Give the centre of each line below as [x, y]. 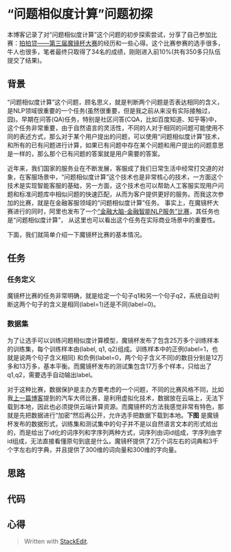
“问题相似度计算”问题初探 [80, 14]
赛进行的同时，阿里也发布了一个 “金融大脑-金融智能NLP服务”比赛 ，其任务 [111, 211]
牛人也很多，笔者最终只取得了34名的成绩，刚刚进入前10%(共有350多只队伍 [114, 52]
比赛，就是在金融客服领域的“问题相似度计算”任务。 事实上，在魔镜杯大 [119, 202]
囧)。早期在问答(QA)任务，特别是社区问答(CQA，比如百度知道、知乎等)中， [114, 119]
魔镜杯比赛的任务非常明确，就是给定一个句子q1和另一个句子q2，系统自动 [110, 296]
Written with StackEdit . [56, 542]
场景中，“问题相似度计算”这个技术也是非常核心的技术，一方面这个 [130, 177]
